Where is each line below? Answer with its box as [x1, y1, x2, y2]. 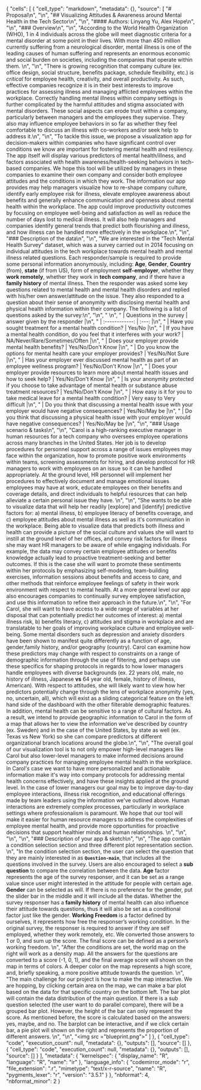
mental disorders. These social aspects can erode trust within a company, [6, 108, 188, 114]
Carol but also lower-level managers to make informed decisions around [6, 752, 184, 759]
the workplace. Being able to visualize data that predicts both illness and [6, 522, 185, 529]
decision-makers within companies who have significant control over [6, 139, 176, 146]
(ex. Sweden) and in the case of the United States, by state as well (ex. [6, 726, 181, 734]
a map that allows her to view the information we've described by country [6, 720, 188, 727]
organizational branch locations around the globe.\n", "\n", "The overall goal [6, 739, 193, 746]
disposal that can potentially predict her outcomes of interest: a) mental [6, 612, 182, 618]
